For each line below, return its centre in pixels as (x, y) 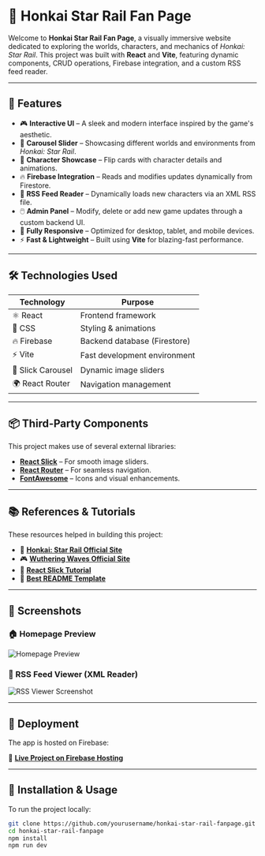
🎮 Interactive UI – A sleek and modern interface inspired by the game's (136, 123)
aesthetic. (36, 134)
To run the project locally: (50, 809)
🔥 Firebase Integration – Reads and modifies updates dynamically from (136, 176)
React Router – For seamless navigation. (86, 470)
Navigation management (125, 384)
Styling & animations (118, 328)
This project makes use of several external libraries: (92, 447)
